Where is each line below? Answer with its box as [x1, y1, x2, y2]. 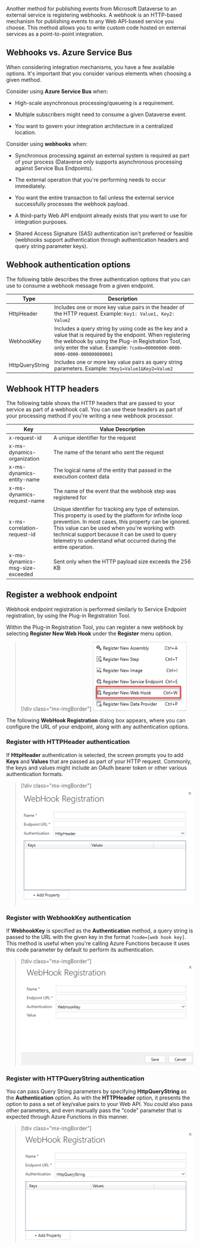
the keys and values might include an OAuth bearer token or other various [6, 764, 187, 771]
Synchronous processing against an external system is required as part [14, 152, 190, 159]
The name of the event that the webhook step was [53, 487, 177, 495]
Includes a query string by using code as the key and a [54, 325, 188, 332]
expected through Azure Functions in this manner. [6, 1113, 129, 1120]
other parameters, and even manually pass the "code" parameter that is [6, 1107, 182, 1114]
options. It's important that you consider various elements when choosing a [6, 70, 192, 77]
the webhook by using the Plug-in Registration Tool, [54, 337, 182, 345]
